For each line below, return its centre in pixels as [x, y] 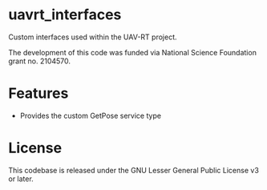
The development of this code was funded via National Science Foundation [132, 52]
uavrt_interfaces [65, 15]
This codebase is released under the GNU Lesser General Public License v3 [133, 170]
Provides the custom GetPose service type [91, 115]
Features [38, 93]
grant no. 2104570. [39, 61]
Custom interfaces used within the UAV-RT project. [93, 37]
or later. [21, 179]
